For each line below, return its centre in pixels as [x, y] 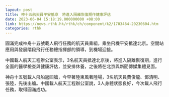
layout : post [19, 10]
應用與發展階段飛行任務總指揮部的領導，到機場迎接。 [60, 49]
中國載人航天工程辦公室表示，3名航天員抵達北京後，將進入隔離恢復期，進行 [84, 60]
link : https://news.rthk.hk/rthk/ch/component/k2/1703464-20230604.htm [82, 24]
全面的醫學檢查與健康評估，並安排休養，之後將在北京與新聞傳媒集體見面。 [82, 66]
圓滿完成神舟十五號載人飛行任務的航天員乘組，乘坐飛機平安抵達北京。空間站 [84, 43]
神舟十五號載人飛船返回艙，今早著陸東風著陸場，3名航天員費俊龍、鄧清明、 [84, 77]
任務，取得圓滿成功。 [27, 89]
